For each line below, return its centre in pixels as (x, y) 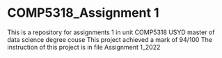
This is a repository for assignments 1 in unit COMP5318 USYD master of (111, 32)
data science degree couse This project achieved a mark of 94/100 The (110, 39)
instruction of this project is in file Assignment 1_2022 (84, 47)
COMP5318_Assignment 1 (83, 13)
